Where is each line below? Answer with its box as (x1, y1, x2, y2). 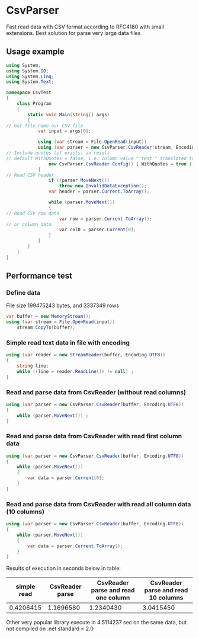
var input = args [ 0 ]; (37, 128, 92, 134)
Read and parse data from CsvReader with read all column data (6, 500, 191, 508)
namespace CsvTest (6, 90, 52, 95)
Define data (6, 288, 40, 296)
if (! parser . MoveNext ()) (48, 177, 110, 184)
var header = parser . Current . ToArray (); (48, 189, 150, 194)
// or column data (6, 221, 52, 227)
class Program (17, 101, 52, 107)
